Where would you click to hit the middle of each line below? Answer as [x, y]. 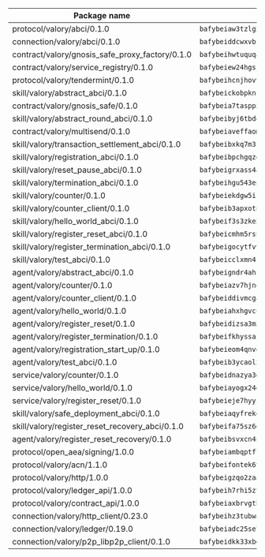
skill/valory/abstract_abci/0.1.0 [70, 93]
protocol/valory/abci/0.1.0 [61, 29]
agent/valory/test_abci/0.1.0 [65, 362]
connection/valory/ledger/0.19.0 [73, 529]
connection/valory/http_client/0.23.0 [80, 516]
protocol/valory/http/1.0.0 [60, 478]
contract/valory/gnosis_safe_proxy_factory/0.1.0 [102, 54]
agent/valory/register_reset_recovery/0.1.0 [92, 439]
